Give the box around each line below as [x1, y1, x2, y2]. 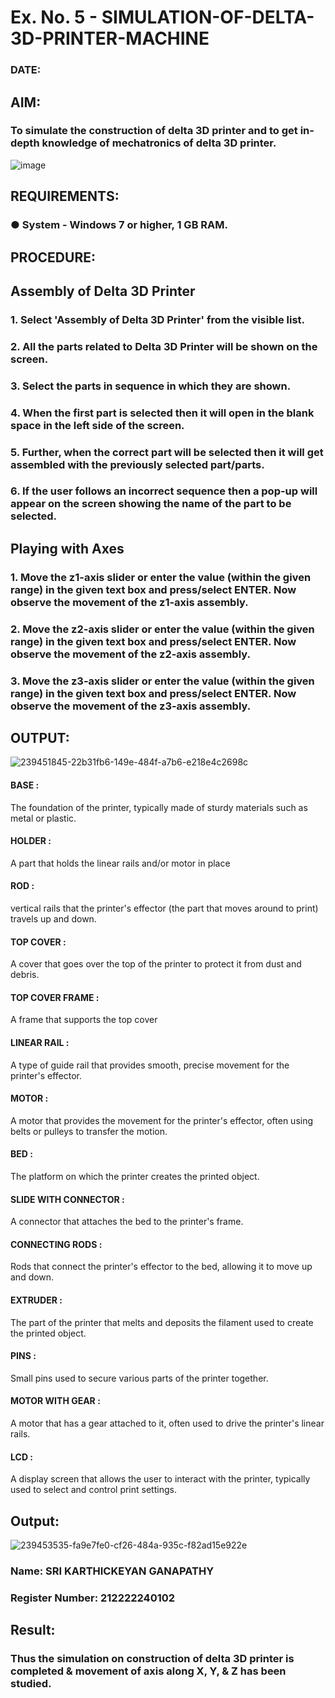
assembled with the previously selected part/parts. [10, 457, 265, 471]
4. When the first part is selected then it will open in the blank [10, 406, 315, 420]
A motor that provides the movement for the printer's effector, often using [10, 1114, 314, 1126]
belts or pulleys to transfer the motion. [10, 1125, 168, 1137]
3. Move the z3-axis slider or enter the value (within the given [10, 674, 315, 688]
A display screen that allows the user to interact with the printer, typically [10, 1473, 311, 1485]
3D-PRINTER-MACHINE [10, 27, 210, 50]
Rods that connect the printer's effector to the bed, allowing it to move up [10, 1261, 313, 1273]
